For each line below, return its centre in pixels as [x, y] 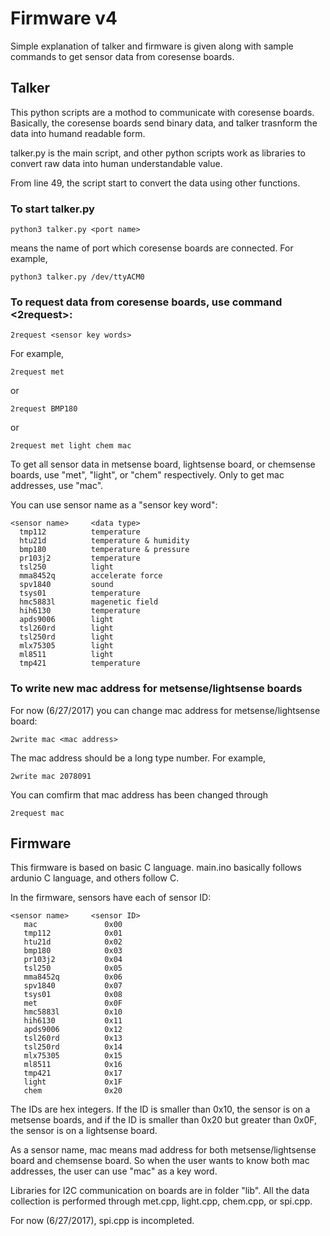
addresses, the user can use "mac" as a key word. [114, 1171]
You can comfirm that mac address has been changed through [139, 794]
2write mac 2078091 [51, 776]
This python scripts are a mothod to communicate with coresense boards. [162, 112]
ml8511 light [66, 655]
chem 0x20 [73, 1091]
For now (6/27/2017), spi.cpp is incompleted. [102, 1221]
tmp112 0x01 [73, 933]
